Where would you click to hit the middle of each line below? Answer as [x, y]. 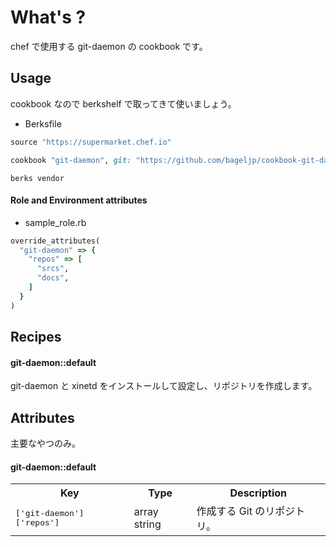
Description [258, 493]
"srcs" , [53, 269]
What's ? [48, 17]
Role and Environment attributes [79, 200]
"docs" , [53, 278]
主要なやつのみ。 [45, 443]
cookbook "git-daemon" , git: [71, 160]
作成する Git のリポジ [246, 511]
